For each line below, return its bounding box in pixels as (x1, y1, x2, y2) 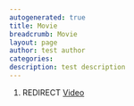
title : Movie (9, 21, 58, 30)
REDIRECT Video (21, 86, 85, 98)
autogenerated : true (9, 12, 87, 22)
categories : (9, 54, 54, 63)
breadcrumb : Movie (9, 29, 78, 38)
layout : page (9, 37, 58, 47)
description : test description (9, 63, 126, 72)
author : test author (9, 46, 87, 55)
